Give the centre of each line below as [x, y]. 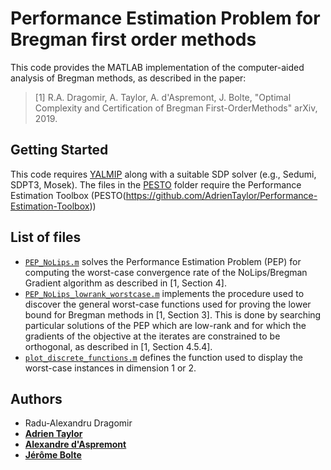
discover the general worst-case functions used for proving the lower [168, 304]
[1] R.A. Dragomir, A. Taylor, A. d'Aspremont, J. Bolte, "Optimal [163, 97]
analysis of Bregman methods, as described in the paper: [128, 78]
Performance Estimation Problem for [165, 18]
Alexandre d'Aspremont [75, 444]
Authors [36, 398]
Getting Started [59, 150]
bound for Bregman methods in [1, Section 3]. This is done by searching [173, 314]
